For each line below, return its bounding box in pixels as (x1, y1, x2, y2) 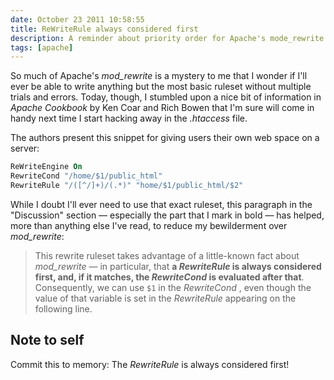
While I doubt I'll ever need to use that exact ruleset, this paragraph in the (10, 198, 313, 210)
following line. (34, 302, 93, 315)
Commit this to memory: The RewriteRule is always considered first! (10, 358, 290, 370)
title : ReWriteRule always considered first (10, 24, 199, 34)
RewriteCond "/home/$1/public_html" (10, 171, 163, 181)
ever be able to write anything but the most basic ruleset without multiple (10, 81, 312, 93)
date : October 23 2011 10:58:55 (10, 14, 145, 25)
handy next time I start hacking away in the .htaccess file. (10, 112, 248, 125)
